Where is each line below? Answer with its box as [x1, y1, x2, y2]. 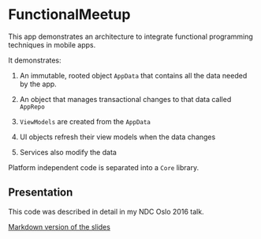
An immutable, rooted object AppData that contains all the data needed [19, 70, 248, 80]
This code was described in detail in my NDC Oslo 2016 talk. [8, 207, 204, 216]
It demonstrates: [8, 55, 62, 65]
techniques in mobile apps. [8, 40, 96, 49]
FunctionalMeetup [8, 6, 131, 24]
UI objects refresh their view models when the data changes [19, 132, 216, 142]
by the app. [19, 79, 57, 89]
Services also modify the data [19, 147, 117, 157]
